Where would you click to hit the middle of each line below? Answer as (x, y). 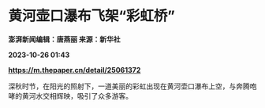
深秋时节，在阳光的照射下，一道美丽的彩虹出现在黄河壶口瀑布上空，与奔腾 (129, 86)
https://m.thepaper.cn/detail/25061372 (75, 70)
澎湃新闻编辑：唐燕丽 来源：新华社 (64, 39)
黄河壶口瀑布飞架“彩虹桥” (92, 16)
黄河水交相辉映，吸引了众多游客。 (77, 95)
